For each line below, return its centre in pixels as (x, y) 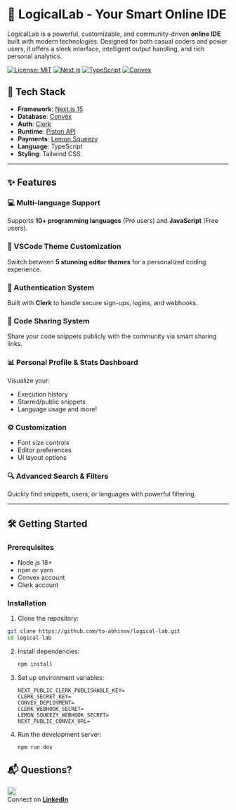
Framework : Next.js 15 (50, 109)
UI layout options (42, 457)
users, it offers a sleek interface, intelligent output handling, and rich (106, 49)
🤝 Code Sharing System (48, 321)
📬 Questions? (40, 770)
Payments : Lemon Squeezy (58, 139)
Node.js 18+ (35, 562)
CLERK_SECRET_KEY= (44, 696)
